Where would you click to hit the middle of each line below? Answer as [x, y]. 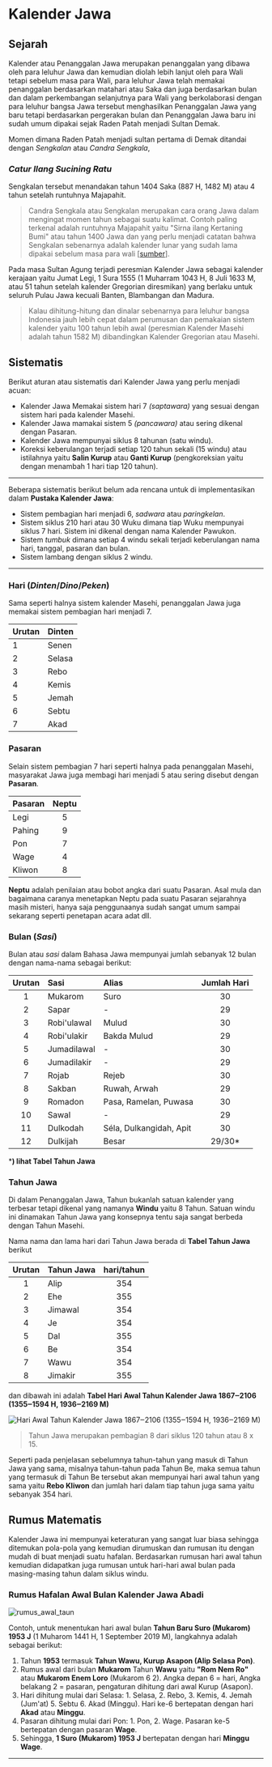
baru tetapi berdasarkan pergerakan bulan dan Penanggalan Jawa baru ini [132, 115]
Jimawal [63, 1310]
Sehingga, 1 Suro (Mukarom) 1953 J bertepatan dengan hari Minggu [134, 1739]
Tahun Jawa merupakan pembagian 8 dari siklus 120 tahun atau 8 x [140, 1436]
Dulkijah [63, 1141]
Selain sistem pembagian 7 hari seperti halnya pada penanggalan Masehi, [131, 766]
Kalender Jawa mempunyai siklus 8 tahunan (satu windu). [117, 441]
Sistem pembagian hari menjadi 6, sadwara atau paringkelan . [123, 514]
